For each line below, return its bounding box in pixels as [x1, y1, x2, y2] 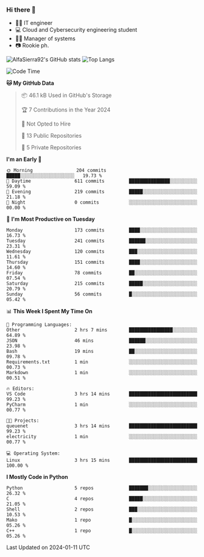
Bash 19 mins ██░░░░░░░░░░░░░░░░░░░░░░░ [6, 349, 198, 355]
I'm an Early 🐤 [6, 155, 42, 163]
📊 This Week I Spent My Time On [6, 308, 93, 315]
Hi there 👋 [6, 5, 37, 14]
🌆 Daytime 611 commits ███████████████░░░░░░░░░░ [6, 178, 198, 185]
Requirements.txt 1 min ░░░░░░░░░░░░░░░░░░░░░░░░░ [6, 359, 198, 365]
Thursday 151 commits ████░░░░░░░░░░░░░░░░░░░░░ [6, 259, 198, 266]
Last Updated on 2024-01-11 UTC [6, 544, 90, 551]
